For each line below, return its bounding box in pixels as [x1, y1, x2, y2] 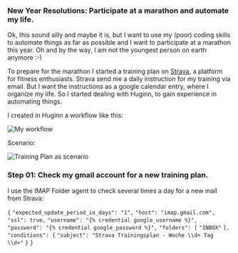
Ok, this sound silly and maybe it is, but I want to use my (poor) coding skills [7, 31, 231, 39]
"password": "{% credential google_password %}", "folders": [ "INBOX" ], [7, 224, 230, 231]
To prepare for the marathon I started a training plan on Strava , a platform [7, 67, 223, 76]
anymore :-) [7, 53, 43, 62]
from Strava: [7, 194, 44, 203]
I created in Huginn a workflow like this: [7, 111, 123, 119]
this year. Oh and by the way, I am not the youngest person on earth [7, 45, 207, 55]
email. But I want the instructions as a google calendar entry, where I [7, 82, 209, 91]
